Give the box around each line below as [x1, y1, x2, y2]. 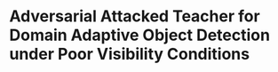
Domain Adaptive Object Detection [9, 25, 271, 45]
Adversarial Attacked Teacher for [9, 6, 260, 27]
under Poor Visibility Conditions [9, 44, 250, 64]
